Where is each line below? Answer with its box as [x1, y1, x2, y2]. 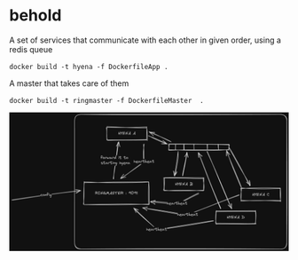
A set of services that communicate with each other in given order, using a [9, 35, 282, 45]
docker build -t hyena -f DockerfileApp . [9, 62, 169, 71]
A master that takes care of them [9, 77, 129, 89]
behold [9, 5, 62, 26]
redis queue [9, 43, 53, 54]
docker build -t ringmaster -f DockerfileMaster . [9, 96, 204, 105]
